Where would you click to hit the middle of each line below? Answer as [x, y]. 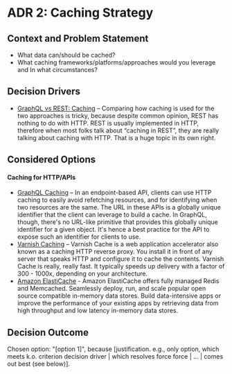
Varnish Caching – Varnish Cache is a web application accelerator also [118, 244]
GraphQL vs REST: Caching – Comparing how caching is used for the [116, 108]
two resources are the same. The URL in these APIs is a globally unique [119, 207]
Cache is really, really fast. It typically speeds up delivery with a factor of [121, 266]
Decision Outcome [48, 332]
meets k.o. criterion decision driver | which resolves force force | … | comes [115, 357]
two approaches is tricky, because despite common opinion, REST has [118, 115]
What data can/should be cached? [66, 55]
